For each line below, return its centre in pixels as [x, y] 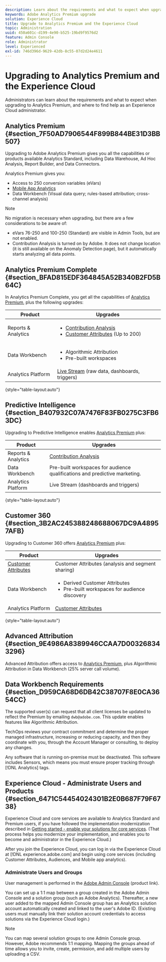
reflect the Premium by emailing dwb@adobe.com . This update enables [74, 717]
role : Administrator [26, 42]
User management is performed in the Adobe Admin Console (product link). [82, 883]
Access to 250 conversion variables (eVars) [57, 183]
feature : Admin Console [30, 38]
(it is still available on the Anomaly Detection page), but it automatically [84, 249]
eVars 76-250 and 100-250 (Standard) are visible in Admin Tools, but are [86, 233]
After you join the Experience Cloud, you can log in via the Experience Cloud [83, 849]
